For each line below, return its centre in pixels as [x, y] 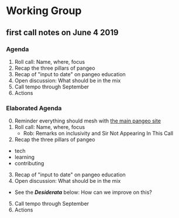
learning [25, 157]
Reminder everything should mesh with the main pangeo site [87, 121]
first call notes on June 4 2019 [62, 33]
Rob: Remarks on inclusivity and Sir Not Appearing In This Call [98, 134]
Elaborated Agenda [34, 108]
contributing [29, 163]
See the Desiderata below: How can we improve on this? [83, 192]
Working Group [44, 11]
